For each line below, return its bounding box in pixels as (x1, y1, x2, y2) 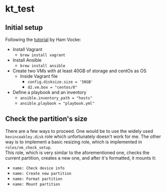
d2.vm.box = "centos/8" (27, 85, 77, 90)
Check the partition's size (5, 115, 88, 123)
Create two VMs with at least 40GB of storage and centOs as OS (12, 68, 147, 74)
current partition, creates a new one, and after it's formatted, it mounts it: (5, 155, 156, 161)
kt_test (5, 3, 35, 15)
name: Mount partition (12, 181, 60, 187)
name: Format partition (12, 176, 63, 181)
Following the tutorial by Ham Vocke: (5, 36, 81, 42)
